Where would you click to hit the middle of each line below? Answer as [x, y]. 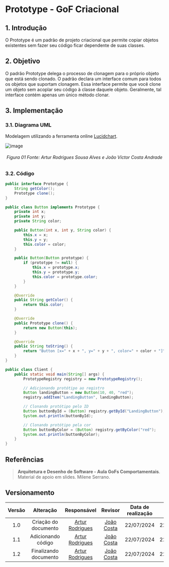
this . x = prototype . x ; [56, 268]
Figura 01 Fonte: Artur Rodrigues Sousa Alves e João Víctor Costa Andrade [84, 157]
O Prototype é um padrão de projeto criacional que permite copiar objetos [82, 40]
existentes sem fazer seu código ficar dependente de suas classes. [75, 45]
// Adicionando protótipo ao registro [64, 388]
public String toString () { [44, 347]
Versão [17, 510]
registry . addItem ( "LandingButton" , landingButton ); [79, 398]
